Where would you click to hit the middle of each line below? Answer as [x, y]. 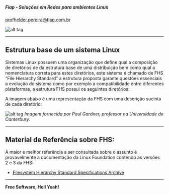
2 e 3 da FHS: [19, 162]
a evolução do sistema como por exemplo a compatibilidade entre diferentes [84, 84]
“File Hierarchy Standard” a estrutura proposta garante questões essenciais [83, 78]
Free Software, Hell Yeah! [32, 187]
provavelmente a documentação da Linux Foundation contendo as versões [82, 157]
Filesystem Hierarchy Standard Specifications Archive [68, 172]
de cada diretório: [24, 104]
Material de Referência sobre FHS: [60, 140]
